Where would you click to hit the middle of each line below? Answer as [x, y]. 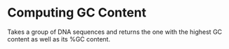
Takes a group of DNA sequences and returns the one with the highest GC [115, 32]
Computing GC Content [77, 13]
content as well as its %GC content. [59, 39]
